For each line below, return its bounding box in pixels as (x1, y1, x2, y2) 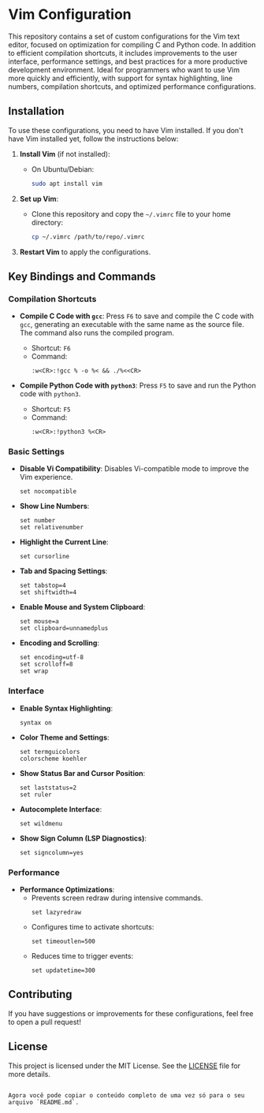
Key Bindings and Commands (8, 269, 156, 283)
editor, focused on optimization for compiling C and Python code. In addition (8, 39, 256, 49)
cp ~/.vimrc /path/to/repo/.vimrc (31, 232, 145, 241)
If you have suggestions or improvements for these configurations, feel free (8, 1008, 254, 1018)
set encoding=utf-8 (19, 654, 84, 662)
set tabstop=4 (19, 581, 66, 590)
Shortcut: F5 (31, 404, 71, 414)
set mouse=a (19, 618, 59, 625)
